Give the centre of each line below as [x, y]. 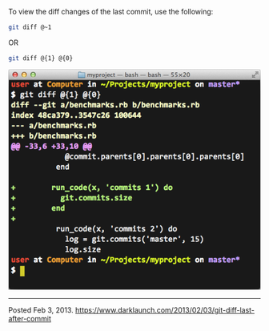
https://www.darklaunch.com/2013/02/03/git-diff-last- [165, 310]
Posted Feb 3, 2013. [41, 310]
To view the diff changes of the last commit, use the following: [111, 12]
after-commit [30, 319]
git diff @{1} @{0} [41, 58]
